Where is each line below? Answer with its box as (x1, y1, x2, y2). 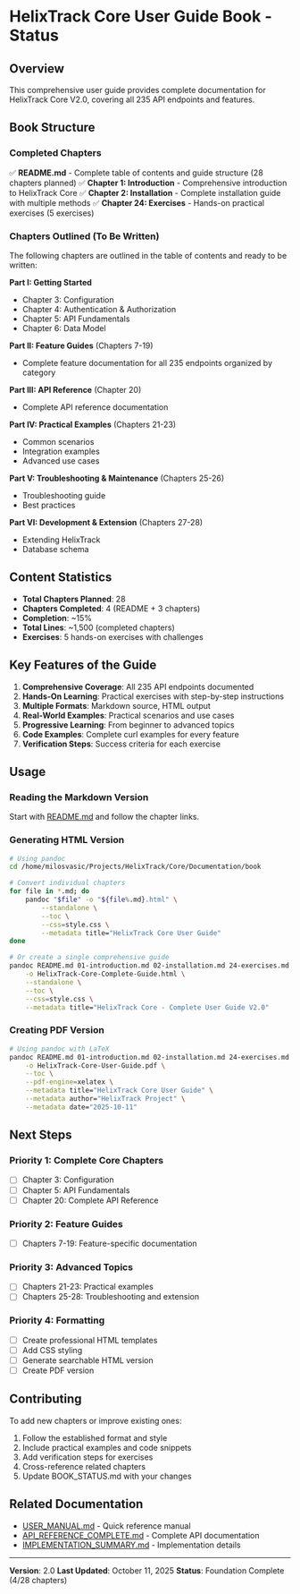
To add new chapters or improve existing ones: (9, 1415, 182, 1426)
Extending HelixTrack (21, 534, 101, 545)
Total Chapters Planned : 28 (21, 593, 127, 604)
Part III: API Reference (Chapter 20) (9, 384, 142, 395)
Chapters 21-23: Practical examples (21, 1282, 154, 1292)
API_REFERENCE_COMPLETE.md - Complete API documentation (21, 1530, 261, 1540)
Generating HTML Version (9, 834, 125, 847)
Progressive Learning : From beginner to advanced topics (21, 719, 235, 730)
